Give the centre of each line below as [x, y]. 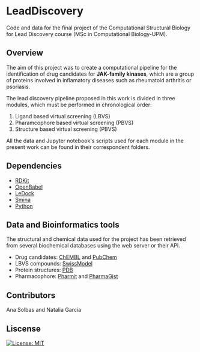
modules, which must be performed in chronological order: [79, 105]
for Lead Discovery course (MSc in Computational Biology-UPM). [87, 34]
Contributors [31, 295]
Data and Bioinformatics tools [63, 224]
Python [24, 206]
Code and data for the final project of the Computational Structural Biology [98, 28]
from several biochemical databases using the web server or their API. [93, 246]
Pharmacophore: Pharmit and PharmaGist [66, 276]
